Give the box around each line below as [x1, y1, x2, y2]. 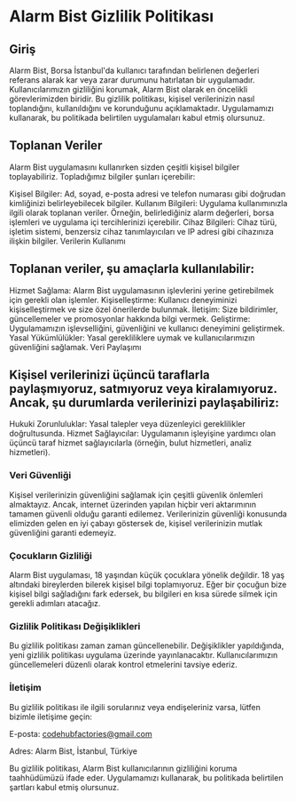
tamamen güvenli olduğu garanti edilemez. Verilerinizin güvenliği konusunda [9, 509, 288, 519]
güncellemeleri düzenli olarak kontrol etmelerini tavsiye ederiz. [9, 660, 238, 670]
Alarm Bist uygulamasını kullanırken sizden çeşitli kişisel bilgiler [9, 162, 240, 172]
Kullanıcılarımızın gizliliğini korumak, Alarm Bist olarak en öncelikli [9, 84, 248, 94]
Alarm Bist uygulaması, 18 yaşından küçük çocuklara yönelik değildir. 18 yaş [9, 570, 285, 581]
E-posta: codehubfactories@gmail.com [9, 728, 152, 739]
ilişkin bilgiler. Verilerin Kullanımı [9, 236, 126, 246]
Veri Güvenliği [9, 469, 72, 482]
